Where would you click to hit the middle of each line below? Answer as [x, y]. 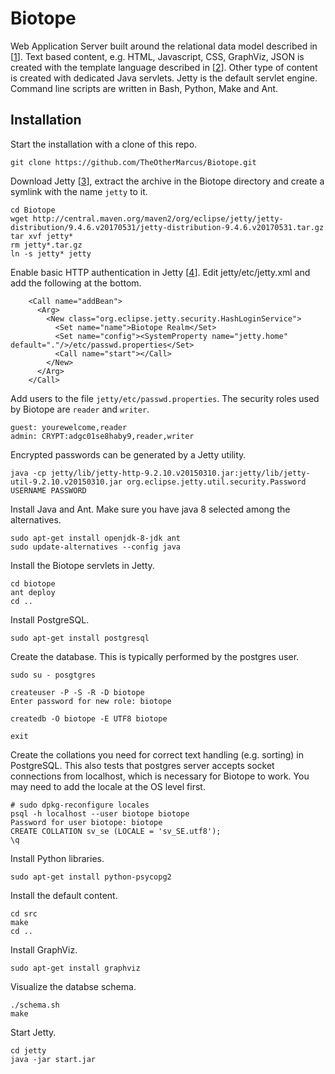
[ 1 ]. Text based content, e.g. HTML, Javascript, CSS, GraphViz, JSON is [157, 56]
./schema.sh [35, 1005]
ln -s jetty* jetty [51, 253]
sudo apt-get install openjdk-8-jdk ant [96, 538]
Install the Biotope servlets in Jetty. [82, 565]
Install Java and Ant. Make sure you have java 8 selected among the [150, 509]
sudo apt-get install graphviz [75, 968]
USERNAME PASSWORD [48, 490]
